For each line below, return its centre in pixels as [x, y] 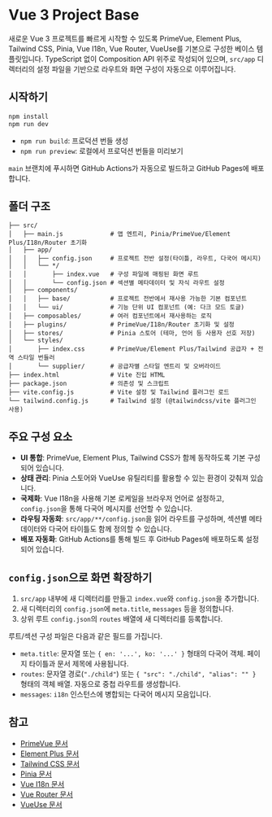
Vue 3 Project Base [74, 15]
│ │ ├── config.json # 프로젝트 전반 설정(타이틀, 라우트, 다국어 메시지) [135, 259]
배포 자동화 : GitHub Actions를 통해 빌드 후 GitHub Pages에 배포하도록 [132, 540]
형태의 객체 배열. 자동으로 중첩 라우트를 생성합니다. [100, 684]
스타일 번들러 [36, 358]
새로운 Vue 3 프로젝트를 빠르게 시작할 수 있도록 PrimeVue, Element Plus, [125, 38]
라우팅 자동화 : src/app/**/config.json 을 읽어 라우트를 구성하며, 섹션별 [134, 519]
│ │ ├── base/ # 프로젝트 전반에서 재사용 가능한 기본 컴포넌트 [128, 299]
